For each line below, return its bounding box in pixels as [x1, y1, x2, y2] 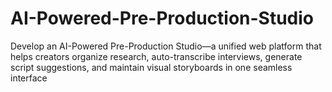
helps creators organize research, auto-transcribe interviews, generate [10, 50, 303, 62]
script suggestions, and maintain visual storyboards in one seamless [10, 61, 293, 73]
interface [10, 72, 48, 84]
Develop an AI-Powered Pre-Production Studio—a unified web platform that [10, 40, 322, 52]
